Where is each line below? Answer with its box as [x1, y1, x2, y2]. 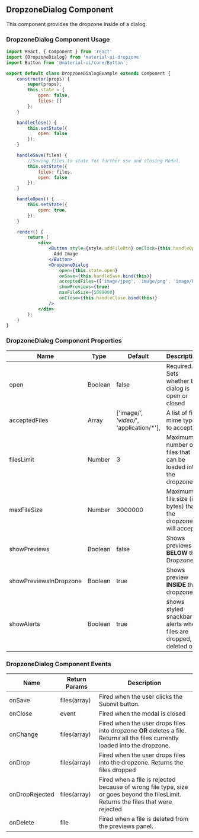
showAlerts [9, 619, 40, 628]
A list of [166, 408, 188, 417]
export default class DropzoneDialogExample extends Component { [6, 71, 171, 76]
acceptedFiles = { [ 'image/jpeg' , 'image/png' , [59, 279, 171, 284]
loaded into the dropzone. [98, 741, 171, 749]
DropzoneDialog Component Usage [6, 35, 110, 43]
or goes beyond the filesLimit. [98, 790, 182, 798]
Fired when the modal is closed [98, 709, 186, 718]
